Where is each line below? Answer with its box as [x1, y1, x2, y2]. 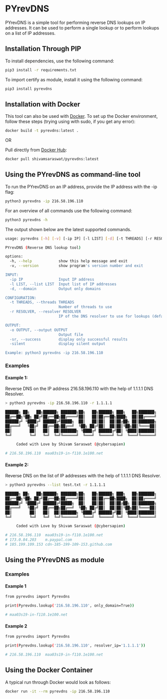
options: [5, 254, 23, 259]
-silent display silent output [9, 342, 106, 347]
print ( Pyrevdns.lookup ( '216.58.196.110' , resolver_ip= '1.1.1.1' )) [5, 643, 146, 648]
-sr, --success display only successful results [9, 337, 128, 342]
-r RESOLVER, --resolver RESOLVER [9, 309, 81, 315]
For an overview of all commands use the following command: [5, 208, 133, 214]
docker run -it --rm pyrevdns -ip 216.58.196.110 [5, 689, 110, 694]
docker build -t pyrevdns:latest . [5, 128, 79, 133]
